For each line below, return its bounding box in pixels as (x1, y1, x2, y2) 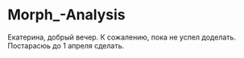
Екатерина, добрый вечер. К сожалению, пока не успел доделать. (7, 32, 237, 42)
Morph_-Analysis (7, 6, 126, 24)
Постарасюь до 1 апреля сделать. (7, 40, 125, 50)
